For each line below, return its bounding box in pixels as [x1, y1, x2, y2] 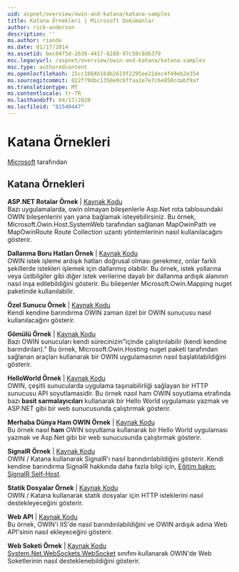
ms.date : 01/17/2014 [7, 44, 69, 51]
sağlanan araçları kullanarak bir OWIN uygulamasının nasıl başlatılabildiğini [7, 352, 227, 361]
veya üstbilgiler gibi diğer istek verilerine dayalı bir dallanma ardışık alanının [7, 272, 228, 280]
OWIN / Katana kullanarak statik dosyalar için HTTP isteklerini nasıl [7, 491, 203, 499]
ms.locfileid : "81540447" [7, 103, 84, 111]
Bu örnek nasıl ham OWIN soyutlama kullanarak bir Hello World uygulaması [7, 425, 228, 434]
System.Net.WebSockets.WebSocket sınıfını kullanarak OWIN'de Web [7, 548, 212, 557]
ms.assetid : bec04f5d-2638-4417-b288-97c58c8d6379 [7, 51, 161, 58]
